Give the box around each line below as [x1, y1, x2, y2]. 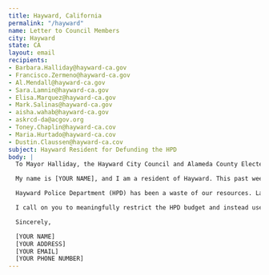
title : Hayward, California [8, 11, 102, 20]
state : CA [8, 42, 42, 50]
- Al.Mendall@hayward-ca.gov [8, 78, 106, 86]
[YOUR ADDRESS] [15, 240, 66, 248]
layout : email [8, 49, 56, 57]
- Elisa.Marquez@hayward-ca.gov [8, 94, 116, 102]
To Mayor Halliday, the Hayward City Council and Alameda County [15, 161, 239, 169]
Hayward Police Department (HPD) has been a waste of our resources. [15, 189, 252, 197]
